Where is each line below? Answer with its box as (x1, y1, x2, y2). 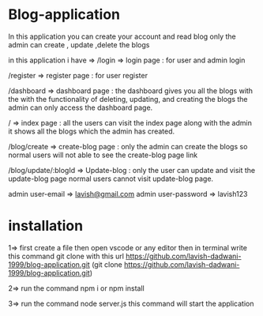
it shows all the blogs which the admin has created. (8, 126, 175, 136)
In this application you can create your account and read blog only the (8, 32, 237, 41)
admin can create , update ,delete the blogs (8, 39, 150, 49)
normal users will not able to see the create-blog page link (8, 150, 198, 160)
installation (8, 217, 84, 235)
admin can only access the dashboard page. (8, 103, 153, 112)
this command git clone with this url (8, 251, 125, 261)
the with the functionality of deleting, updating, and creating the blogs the (8, 94, 248, 103)
